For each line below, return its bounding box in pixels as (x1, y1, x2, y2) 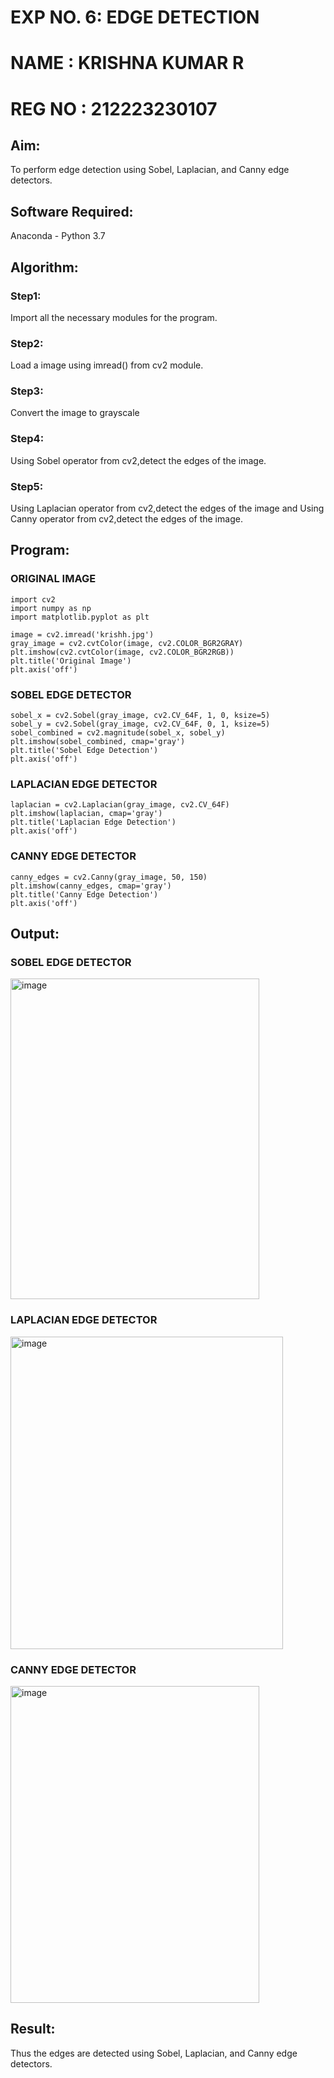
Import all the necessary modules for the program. (10, 311, 218, 323)
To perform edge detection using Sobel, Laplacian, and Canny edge (10, 164, 290, 176)
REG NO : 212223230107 (10, 97, 218, 120)
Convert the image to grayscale (10, 407, 140, 419)
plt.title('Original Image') (10, 656, 132, 666)
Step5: (10, 479, 44, 493)
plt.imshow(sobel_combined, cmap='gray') (10, 737, 186, 747)
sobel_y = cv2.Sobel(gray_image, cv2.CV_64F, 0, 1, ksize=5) (10, 719, 271, 730)
